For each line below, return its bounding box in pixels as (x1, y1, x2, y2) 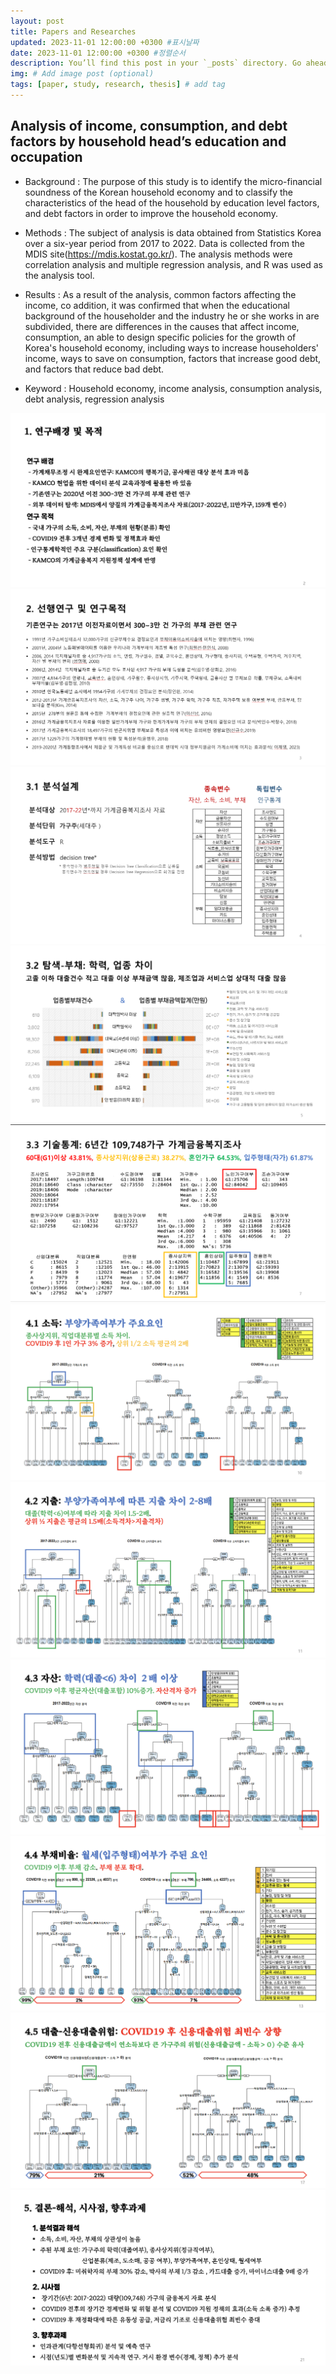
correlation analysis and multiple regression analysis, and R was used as (24, 258, 323, 270)
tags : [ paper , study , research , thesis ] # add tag (10, 80, 226, 90)
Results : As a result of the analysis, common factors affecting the (24, 288, 297, 300)
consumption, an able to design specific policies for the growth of (24, 331, 297, 343)
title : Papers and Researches (10, 26, 137, 37)
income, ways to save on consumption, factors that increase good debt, (24, 352, 322, 364)
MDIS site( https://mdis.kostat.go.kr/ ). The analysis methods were (24, 248, 293, 260)
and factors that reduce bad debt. (24, 363, 165, 375)
